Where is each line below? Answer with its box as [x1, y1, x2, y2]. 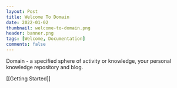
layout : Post [6, 8, 38, 15]
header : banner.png [6, 31, 54, 36]
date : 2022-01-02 [6, 19, 49, 25]
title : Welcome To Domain [6, 14, 69, 20]
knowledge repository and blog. [6, 63, 84, 70]
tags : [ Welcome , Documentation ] [6, 36, 85, 42]
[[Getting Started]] [6, 75, 51, 82]
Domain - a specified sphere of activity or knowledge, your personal [6, 57, 172, 65]
